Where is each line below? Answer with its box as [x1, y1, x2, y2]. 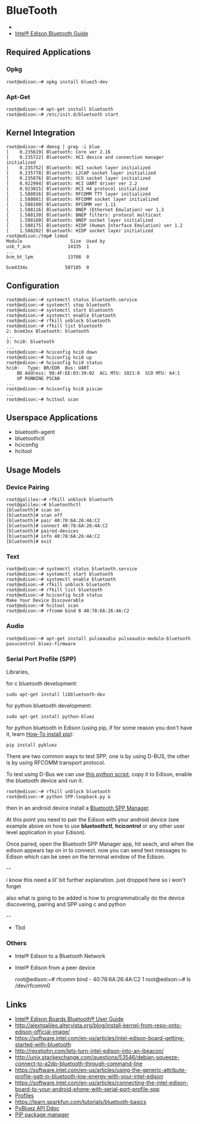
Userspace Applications [6, 412, 98, 423]
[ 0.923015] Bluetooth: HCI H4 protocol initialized [6, 185, 148, 192]
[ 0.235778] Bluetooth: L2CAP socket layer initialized [6, 170, 156, 176]
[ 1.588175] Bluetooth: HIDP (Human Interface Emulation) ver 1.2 [6, 223, 183, 229]
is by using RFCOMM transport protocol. [6, 759, 106, 766]
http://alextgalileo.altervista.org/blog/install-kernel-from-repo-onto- [14, 1022, 182, 1029]
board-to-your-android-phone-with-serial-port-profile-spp [14, 1086, 160, 1093]
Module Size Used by [6, 238, 106, 244]
